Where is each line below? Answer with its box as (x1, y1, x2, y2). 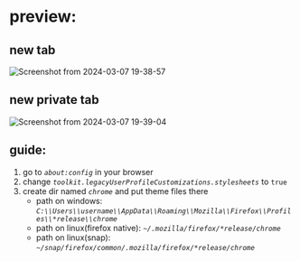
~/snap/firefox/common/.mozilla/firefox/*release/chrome (35, 243, 256, 252)
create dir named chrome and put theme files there (22, 185, 209, 196)
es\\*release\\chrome (35, 214, 117, 223)
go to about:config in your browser (22, 166, 154, 177)
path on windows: (35, 195, 103, 206)
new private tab (9, 92, 99, 107)
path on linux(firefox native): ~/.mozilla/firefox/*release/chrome (35, 222, 282, 233)
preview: (9, 6, 77, 27)
